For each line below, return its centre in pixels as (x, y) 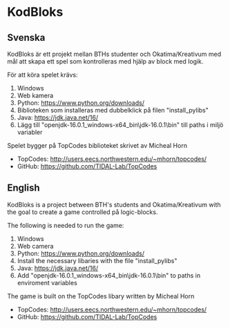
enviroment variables (47, 282)
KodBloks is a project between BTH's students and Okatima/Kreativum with (114, 204)
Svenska (26, 38)
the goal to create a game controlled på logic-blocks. (83, 212)
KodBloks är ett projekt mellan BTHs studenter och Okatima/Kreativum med (114, 54)
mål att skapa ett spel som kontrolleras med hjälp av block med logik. (105, 61)
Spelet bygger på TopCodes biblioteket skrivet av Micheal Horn (97, 145)
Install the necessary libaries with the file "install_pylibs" (97, 260)
